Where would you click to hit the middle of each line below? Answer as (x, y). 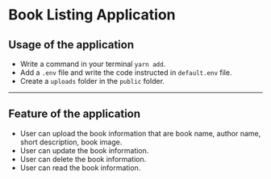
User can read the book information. (80, 168)
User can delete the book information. (83, 159)
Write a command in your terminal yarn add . (93, 64)
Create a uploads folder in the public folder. (92, 81)
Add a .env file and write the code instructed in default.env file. (126, 73)
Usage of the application (71, 45)
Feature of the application (75, 114)
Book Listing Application (92, 15)
